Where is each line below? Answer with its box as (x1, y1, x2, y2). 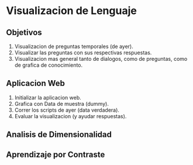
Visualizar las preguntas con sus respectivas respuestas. (14, 49, 152, 56)
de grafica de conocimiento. (14, 61, 83, 68)
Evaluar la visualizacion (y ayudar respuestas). (14, 112, 127, 119)
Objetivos (6, 27, 42, 37)
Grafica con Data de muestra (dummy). (14, 100, 109, 107)
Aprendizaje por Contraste (6, 149, 105, 159)
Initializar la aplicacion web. (14, 94, 81, 101)
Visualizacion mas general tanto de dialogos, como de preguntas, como (14, 56, 188, 62)
